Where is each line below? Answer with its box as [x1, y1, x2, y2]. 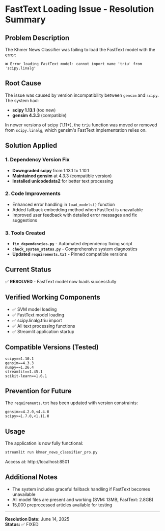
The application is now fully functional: [5, 440, 83, 446]
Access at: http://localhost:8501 [5, 459, 70, 465]
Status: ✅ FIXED [5, 521, 39, 527]
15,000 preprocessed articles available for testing [12, 502, 112, 508]
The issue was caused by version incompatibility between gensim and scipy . [5, 92, 159, 98]
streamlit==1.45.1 [5, 369, 43, 374]
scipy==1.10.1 [5, 356, 34, 361]
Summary [5, 14, 46, 25]
